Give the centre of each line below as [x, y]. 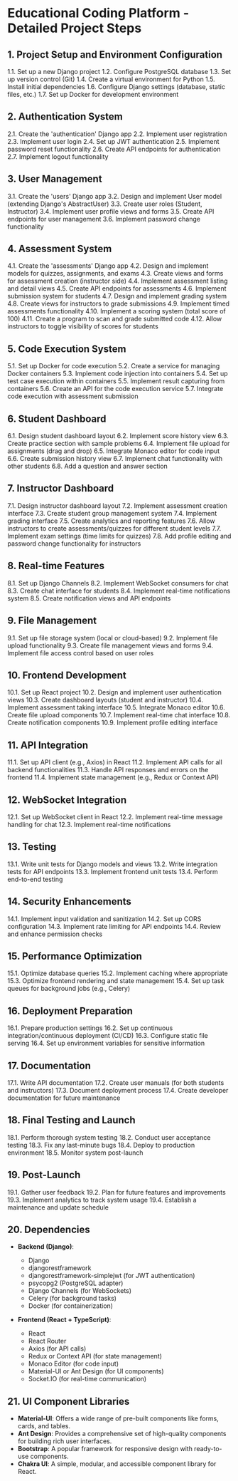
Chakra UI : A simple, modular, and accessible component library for [117, 1464]
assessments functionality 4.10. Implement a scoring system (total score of [117, 311]
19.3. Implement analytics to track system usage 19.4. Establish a [102, 1200]
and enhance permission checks [55, 934]
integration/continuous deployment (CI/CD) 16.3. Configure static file [108, 1036]
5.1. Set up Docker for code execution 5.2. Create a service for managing [114, 366]
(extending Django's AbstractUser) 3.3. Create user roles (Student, [105, 204]
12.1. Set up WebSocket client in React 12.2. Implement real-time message [115, 816]
